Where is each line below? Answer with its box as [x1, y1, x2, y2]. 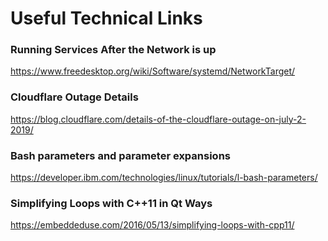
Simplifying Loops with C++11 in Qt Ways [10, 197, 213, 210]
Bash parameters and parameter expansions [10, 148, 231, 162]
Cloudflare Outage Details [10, 90, 139, 104]
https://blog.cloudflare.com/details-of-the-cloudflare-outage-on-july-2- [10, 113, 307, 125]
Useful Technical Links [10, 7, 203, 30]
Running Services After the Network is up [10, 43, 217, 57]
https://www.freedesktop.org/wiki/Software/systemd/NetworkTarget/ [10, 65, 296, 77]
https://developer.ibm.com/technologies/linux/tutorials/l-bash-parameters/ [10, 172, 318, 184]
